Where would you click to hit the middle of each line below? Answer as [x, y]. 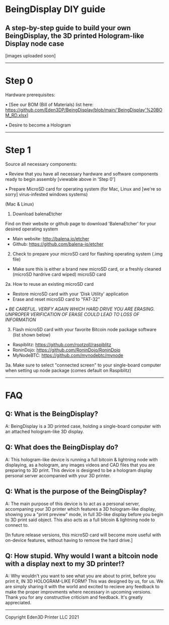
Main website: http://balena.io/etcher [51, 238]
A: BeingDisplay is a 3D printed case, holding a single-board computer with [83, 426]
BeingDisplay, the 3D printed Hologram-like [75, 36]
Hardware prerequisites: [30, 95]
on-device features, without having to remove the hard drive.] [69, 540]
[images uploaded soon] [31, 56]
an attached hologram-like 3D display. [45, 431]
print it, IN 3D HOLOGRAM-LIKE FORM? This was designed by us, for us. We [84, 581]
